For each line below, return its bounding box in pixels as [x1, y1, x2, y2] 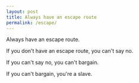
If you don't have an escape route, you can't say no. [6, 47, 134, 55]
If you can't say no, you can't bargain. [6, 59, 99, 66]
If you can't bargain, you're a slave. [6, 71, 93, 78]
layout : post [6, 8, 39, 15]
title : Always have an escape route [6, 14, 97, 20]
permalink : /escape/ [6, 20, 58, 25]
